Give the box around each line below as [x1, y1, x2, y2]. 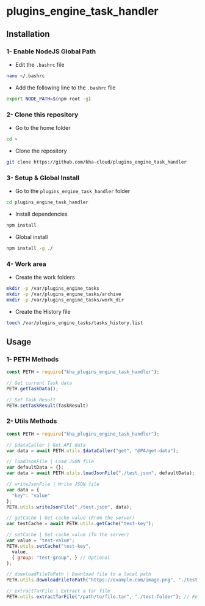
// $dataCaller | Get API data [6, 442, 86, 448]
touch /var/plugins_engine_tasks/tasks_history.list [6, 320, 143, 326]
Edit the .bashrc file [15, 61, 65, 68]
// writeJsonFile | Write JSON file [6, 481, 99, 487]
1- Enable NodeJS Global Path [6, 47, 96, 56]
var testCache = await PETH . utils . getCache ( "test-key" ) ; [6, 521, 154, 527]
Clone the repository [15, 147, 67, 154]
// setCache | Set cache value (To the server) [6, 532, 130, 538]
